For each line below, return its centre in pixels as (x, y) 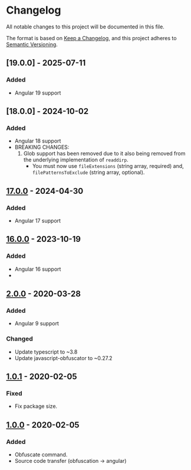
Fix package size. (36, 406)
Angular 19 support (38, 93)
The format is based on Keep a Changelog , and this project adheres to (91, 38)
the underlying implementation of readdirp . (76, 160)
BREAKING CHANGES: (42, 147)
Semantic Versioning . (32, 44)
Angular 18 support (38, 141)
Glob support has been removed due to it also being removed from (104, 154)
